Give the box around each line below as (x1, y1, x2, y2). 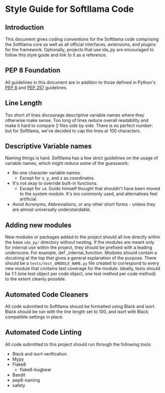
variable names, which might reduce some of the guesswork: (5, 160, 130, 166)
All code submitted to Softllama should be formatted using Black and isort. (5, 304, 156, 310)
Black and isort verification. (12, 351, 68, 356)
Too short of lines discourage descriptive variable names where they (5, 112, 144, 118)
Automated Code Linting (5, 328, 82, 337)
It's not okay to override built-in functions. (12, 180, 98, 186)
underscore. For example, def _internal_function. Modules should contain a (5, 250, 157, 256)
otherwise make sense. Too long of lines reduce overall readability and (5, 117, 149, 123)
